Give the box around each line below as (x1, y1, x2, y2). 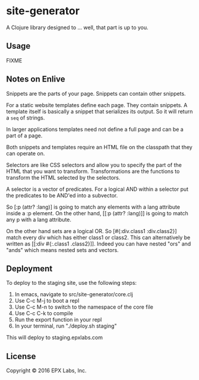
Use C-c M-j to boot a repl (14, 297, 80, 304)
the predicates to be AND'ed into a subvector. (6, 191, 118, 199)
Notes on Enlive (6, 74, 65, 84)
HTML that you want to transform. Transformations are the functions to (6, 168, 180, 175)
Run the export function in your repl (14, 316, 102, 324)
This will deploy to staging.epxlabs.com (6, 334, 103, 341)
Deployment (6, 263, 53, 274)
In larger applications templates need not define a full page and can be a (6, 125, 184, 133)
